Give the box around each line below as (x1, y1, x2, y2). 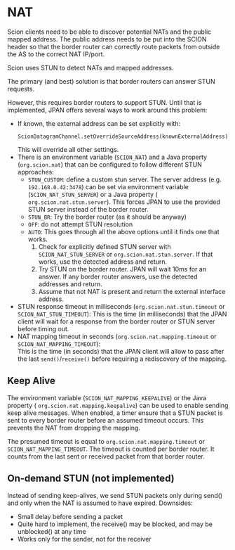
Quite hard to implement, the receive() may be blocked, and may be (17, 520, 213, 528)
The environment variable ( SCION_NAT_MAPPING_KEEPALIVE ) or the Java (7, 393, 207, 402)
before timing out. (17, 324, 69, 333)
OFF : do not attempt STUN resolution (27, 219, 133, 229)
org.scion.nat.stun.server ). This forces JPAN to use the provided (27, 198, 221, 206)
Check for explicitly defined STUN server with (38, 242, 171, 250)
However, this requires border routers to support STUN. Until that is (7, 98, 202, 106)
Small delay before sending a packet (17, 512, 123, 520)
